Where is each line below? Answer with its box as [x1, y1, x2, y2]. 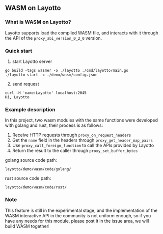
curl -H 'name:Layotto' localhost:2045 [5, 90, 87, 95]
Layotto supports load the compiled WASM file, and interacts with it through [5, 29, 159, 36]
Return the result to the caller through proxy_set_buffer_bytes [12, 147, 138, 154]
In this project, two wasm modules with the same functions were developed [5, 117, 158, 123]
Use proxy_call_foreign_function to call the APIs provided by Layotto [12, 143, 154, 148]
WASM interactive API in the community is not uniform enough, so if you [5, 212, 151, 218]
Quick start [5, 47, 33, 54]
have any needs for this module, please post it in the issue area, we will [5, 218, 149, 224]
